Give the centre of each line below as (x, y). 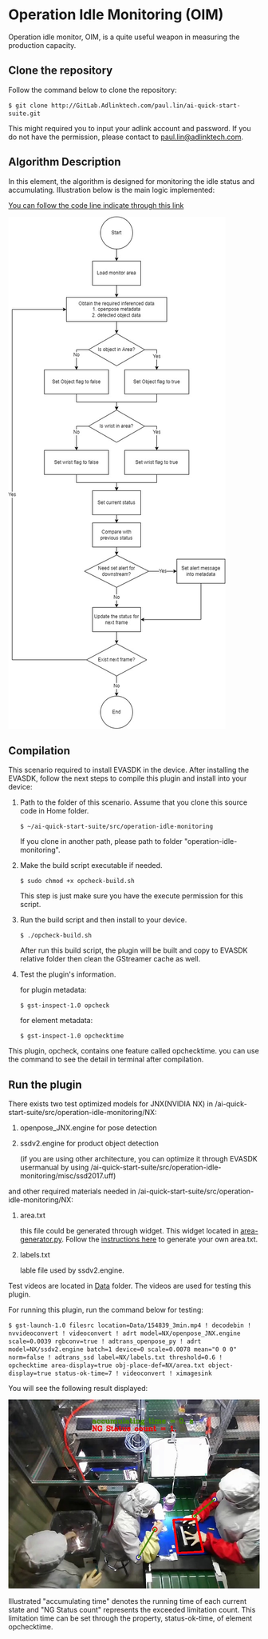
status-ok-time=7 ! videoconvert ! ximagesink (134, 1373)
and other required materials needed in (73, 1191)
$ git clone (28, 106)
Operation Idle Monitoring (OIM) (116, 15)
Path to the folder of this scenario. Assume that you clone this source (134, 802)
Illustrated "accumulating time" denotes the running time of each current (128, 1601)
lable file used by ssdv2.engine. (72, 1270)
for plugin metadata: (53, 990)
